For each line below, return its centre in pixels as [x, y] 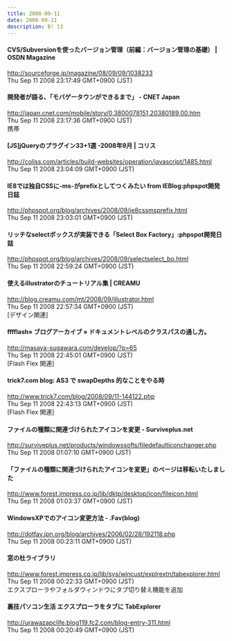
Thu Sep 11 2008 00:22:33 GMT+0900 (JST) [71, 581]
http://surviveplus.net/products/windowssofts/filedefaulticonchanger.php [112, 445]
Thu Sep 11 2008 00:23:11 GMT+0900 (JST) [70, 541]
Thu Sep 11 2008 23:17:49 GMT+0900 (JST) [70, 80]
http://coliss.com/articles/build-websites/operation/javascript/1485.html [110, 161]
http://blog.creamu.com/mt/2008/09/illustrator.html [81, 299]
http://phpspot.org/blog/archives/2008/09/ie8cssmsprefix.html [97, 210]
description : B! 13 [35, 26]
